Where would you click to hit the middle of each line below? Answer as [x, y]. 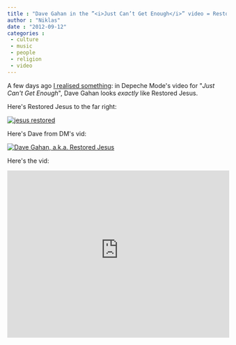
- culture [24, 40]
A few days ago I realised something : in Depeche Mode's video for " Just [111, 85]
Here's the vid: [28, 161]
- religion [26, 59]
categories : [26, 33]
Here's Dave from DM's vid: [47, 133]
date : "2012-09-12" [37, 27]
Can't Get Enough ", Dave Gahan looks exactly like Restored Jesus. [103, 93]
